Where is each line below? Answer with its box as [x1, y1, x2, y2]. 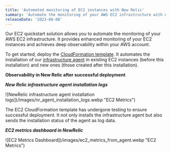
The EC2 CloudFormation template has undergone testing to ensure [5, 107, 147, 113]
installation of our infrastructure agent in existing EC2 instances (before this [5, 57, 164, 63]
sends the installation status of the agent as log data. [5, 118, 116, 124]
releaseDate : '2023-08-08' [5, 17, 63, 22]
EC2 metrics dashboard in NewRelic [5, 127, 83, 133]
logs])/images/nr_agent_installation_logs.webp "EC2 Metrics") [5, 97, 136, 103]
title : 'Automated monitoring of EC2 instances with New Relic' [5, 7, 145, 13]
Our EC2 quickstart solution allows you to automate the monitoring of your [5, 31, 161, 37]
